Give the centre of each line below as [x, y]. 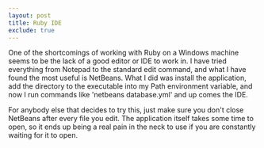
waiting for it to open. [43, 135]
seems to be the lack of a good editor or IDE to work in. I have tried [118, 61]
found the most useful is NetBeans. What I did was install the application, [128, 78]
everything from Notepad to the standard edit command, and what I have [127, 70]
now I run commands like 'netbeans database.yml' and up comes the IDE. [128, 95]
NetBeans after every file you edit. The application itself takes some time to [131, 119]
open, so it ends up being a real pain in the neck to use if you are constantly [132, 127]
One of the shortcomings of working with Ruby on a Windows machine [124, 53]
